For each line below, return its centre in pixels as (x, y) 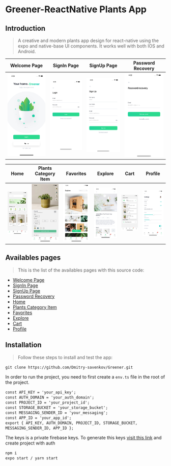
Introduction (25, 28)
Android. (27, 51)
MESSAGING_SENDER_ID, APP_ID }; (39, 428)
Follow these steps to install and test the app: (65, 357)
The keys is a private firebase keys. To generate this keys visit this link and (83, 437)
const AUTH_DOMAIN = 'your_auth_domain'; (50, 397)
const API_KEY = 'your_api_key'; (41, 392)
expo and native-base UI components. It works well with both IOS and (91, 46)
